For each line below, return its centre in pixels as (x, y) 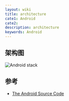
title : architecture (26, 14)
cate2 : (12, 23)
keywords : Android (23, 32)
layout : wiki (18, 9)
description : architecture (32, 28)
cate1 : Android (20, 18)
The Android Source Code (38, 93)
